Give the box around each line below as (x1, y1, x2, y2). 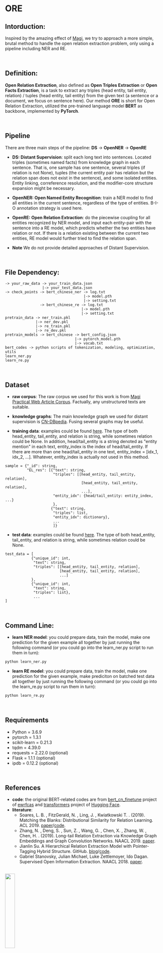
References (5, 784, 41, 792)
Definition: (5, 69, 38, 78)
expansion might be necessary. (12, 185, 75, 191)
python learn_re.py (5, 693, 45, 698)
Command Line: (5, 621, 54, 629)
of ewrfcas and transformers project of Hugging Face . (12, 802, 121, 808)
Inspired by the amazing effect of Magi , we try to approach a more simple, (5, 35, 154, 41)
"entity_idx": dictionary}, (53, 515, 110, 520)
